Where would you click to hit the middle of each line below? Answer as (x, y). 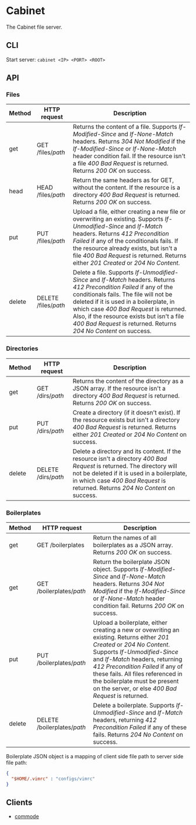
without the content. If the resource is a (127, 187)
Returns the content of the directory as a (128, 381)
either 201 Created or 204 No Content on (129, 434)
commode (27, 817)
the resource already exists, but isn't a (125, 248)
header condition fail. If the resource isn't (129, 156)
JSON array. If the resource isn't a (119, 388)
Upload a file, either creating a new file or (129, 212)
